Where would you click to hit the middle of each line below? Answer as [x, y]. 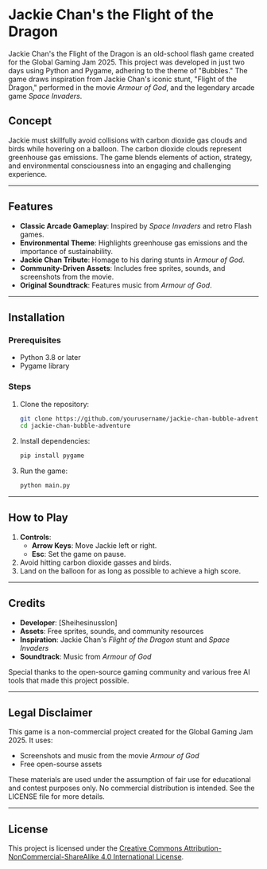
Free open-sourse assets [61, 764]
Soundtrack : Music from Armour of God [85, 656]
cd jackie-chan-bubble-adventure [75, 426]
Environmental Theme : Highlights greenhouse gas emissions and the [133, 243]
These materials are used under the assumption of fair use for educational [130, 780]
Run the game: [44, 471]
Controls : [35, 537]
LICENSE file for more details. [56, 797]
